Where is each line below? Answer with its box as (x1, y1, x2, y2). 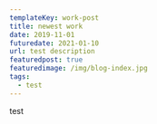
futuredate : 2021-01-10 (9, 38, 100, 48)
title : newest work (9, 22, 83, 31)
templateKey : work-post (9, 13, 100, 23)
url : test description (9, 47, 95, 56)
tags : (9, 72, 30, 81)
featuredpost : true (9, 55, 83, 64)
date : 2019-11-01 (9, 30, 75, 39)
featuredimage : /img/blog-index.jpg (9, 64, 148, 73)
